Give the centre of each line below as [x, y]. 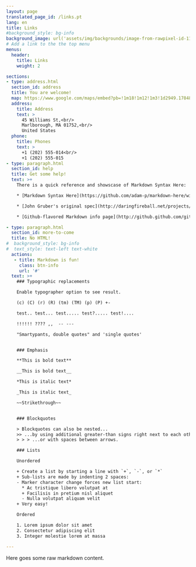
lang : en [17, 22]
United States [39, 131]
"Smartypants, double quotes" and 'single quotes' [79, 334]
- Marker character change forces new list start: [79, 482]
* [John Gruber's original [49, 206]
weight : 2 [29, 66]
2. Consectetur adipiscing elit [56, 530]
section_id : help [32, 169]
